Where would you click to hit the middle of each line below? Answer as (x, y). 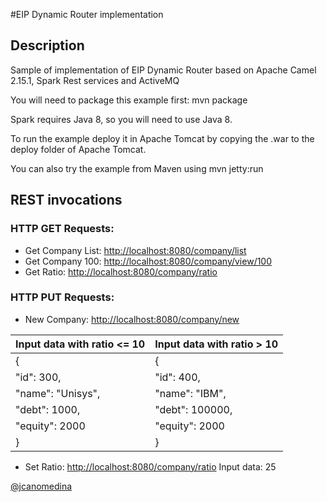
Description (47, 45)
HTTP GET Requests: (62, 229)
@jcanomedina (41, 486)
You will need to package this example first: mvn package (129, 100)
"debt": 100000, (193, 409)
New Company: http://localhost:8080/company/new (132, 319)
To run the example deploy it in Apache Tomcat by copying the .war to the (162, 138)
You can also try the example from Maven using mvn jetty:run (137, 168)
